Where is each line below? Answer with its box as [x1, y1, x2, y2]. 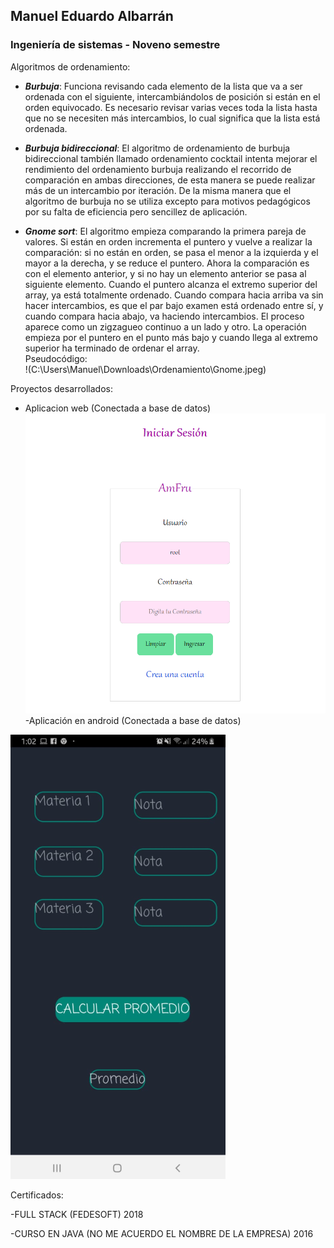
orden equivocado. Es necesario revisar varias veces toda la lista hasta [24, 101, 318, 113]
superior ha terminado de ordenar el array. [24, 342, 200, 354]
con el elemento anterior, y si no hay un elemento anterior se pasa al [24, 267, 307, 279]
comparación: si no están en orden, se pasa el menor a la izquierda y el [24, 246, 319, 258]
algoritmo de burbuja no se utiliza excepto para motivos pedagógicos [24, 195, 311, 207]
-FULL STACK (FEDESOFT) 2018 [10, 1208, 144, 1220]
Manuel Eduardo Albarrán [10, 8, 174, 25]
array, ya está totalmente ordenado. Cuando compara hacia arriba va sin [24, 289, 324, 301]
